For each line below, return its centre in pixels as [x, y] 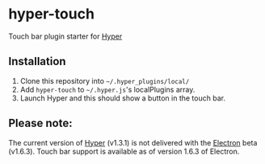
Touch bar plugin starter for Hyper [65, 36]
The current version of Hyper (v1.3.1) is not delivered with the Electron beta [133, 142]
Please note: [40, 123]
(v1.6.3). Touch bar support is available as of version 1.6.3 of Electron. [124, 151]
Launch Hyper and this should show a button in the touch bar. [123, 98]
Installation [37, 61]
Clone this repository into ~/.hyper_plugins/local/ [105, 80]
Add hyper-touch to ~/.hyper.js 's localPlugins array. [107, 89]
